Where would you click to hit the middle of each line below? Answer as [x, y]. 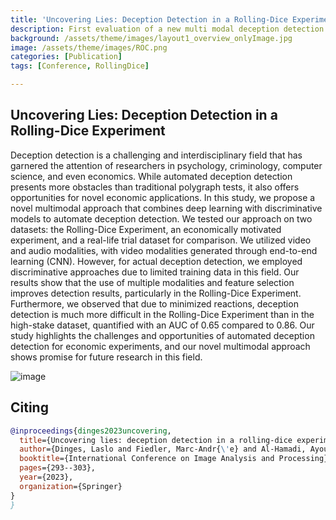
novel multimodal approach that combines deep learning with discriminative [166, 208]
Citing [29, 407]
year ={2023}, [46, 477]
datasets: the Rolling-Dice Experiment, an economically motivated [146, 229]
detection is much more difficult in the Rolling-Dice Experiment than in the [162, 314]
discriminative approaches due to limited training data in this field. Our [155, 272]
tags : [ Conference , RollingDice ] [80, 66]
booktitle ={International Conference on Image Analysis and [147, 459]
